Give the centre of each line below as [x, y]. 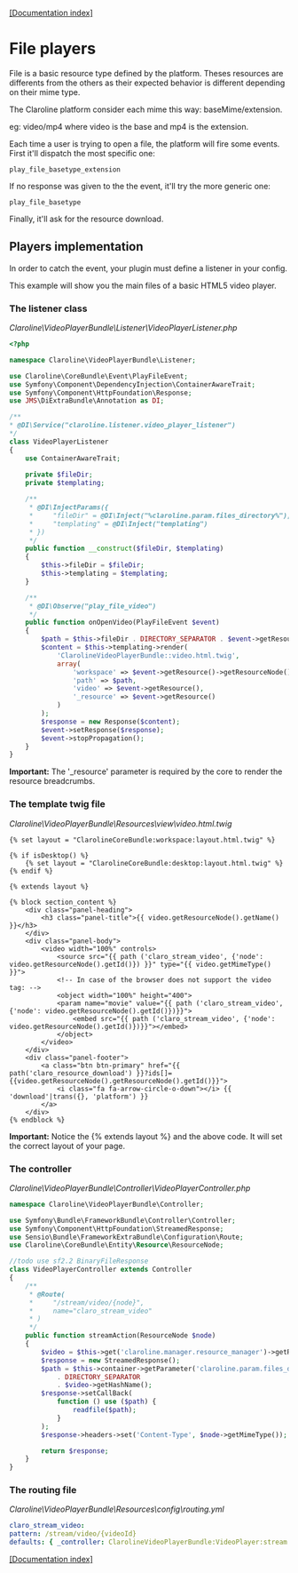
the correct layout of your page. [67, 1146]
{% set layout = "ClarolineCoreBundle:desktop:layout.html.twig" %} [154, 863]
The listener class [48, 308]
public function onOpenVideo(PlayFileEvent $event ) [122, 623]
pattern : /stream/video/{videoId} [73, 1534]
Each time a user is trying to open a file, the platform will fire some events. [145, 144]
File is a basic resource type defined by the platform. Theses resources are [146, 73]
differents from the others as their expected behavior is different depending [147, 83]
